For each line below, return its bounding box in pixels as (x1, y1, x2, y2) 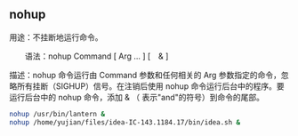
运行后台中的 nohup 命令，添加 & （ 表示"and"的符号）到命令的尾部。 (9, 92, 265, 102)
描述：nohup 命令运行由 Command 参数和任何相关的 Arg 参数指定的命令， (9, 69, 282, 80)
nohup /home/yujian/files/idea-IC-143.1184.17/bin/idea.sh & (9, 117, 241, 127)
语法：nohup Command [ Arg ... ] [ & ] (24, 51, 169, 61)
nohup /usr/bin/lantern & (9, 109, 105, 118)
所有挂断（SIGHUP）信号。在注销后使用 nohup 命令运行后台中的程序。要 (16, 80, 285, 92)
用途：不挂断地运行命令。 (9, 31, 103, 43)
